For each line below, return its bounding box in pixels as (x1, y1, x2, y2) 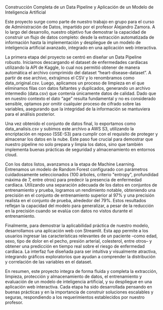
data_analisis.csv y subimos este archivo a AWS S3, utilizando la (5, 126, 134, 131)
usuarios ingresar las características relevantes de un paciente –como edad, (5, 233, 158, 239)
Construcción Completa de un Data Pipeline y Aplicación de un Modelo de (5, 4, 154, 10)
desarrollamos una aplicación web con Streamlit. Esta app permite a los (5, 228, 148, 233)
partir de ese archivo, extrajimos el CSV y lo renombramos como (5, 75, 135, 81)
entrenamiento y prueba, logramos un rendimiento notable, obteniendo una (5, 187, 156, 193)
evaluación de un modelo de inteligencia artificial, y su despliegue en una (5, 279, 152, 285)
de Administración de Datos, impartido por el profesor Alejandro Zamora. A (5, 24, 156, 30)
